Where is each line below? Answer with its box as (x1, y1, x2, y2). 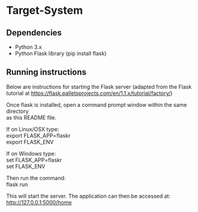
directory (6, 108, 29, 115)
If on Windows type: (6, 150, 56, 157)
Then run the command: (6, 174, 66, 181)
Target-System (6, 4, 83, 17)
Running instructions (6, 67, 87, 77)
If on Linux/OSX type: (6, 126, 59, 133)
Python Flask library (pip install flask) (14, 50, 107, 57)
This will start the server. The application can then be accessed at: (6, 192, 171, 199)
